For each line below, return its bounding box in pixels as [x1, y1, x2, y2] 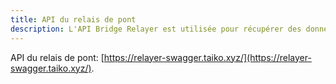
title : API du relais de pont [10, 14, 137, 25]
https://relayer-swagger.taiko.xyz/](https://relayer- [103, 51, 312, 63]
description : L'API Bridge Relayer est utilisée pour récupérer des [10, 24, 302, 34]
